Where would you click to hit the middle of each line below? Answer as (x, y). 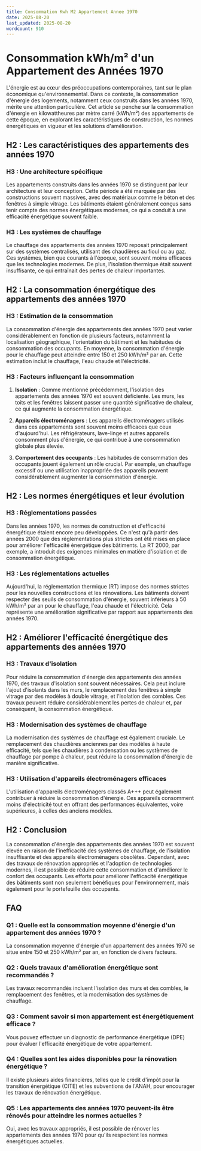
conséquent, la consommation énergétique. (60, 709)
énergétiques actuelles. (35, 1141)
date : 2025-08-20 (28, 17)
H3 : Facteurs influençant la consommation (70, 376)
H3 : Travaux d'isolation (42, 664)
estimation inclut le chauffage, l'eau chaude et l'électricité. (78, 361)
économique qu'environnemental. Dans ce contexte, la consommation (92, 94)
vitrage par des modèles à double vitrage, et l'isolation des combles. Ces (96, 696)
